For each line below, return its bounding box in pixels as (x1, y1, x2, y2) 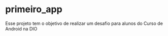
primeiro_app (5, 4, 62, 15)
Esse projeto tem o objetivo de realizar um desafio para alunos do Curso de (5, 20, 163, 26)
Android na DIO (5, 25, 38, 31)
